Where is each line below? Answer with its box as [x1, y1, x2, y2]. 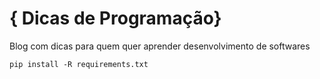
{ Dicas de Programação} [9, 7, 222, 30]
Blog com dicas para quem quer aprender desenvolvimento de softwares [9, 40, 311, 52]
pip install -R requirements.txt [9, 59, 149, 69]
